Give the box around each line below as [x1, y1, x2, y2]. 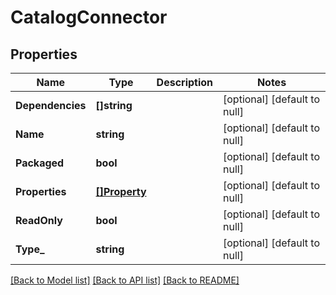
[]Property [95, 185, 147, 198]
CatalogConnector [10, 6, 168, 29]
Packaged [15, 156, 65, 170]
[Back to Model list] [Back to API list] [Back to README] [10, 274, 240, 286]
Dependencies [15, 99, 87, 112]
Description [156, 76, 214, 89]
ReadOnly [15, 214, 63, 227]
